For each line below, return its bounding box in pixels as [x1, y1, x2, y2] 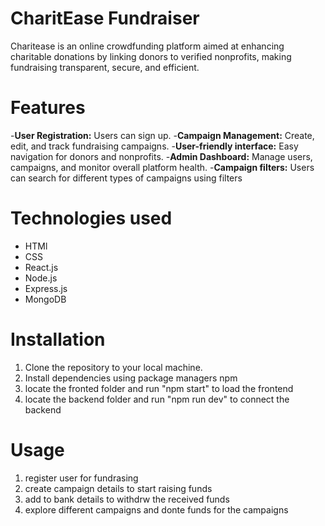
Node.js [24, 272, 58, 284]
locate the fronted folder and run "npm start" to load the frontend [24, 382, 294, 394]
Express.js [24, 282, 68, 294]
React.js [24, 261, 59, 273]
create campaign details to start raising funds [24, 482, 213, 494]
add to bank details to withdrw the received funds [24, 493, 230, 505]
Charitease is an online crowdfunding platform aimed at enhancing [10, 40, 285, 52]
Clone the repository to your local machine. [24, 361, 203, 373]
